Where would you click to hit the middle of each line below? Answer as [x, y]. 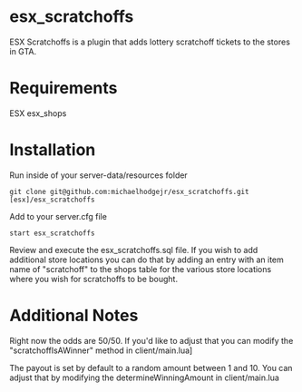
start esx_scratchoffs [52, 233]
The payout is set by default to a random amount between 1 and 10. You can [151, 367]
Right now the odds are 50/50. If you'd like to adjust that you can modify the [151, 340]
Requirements [63, 88]
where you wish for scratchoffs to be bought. [94, 279]
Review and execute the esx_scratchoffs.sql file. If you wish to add [134, 250]
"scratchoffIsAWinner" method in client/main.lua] [101, 350]
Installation [53, 150]
